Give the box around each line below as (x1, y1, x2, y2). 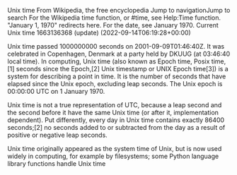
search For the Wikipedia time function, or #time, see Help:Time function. (7, 13, 221, 22)
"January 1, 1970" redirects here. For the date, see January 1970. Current (7, 21, 219, 29)
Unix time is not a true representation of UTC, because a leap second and (7, 101, 222, 109)
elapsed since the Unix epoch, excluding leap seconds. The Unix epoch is (7, 80, 223, 87)
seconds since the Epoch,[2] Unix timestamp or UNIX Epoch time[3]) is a (16, 65, 229, 73)
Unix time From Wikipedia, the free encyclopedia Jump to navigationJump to (7, 6, 231, 14)
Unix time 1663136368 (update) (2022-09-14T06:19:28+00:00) (7, 28, 191, 37)
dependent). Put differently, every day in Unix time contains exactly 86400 (7, 116, 225, 124)
